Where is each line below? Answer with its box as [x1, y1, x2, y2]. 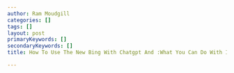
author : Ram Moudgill [7, 10, 70, 17]
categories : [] [7, 17, 52, 24]
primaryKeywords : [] [7, 36, 68, 43]
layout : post [7, 29, 45, 37]
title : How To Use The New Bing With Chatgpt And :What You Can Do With [7, 49, 223, 56]
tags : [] [7, 23, 33, 30]
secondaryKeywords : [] [7, 42, 73, 49]
